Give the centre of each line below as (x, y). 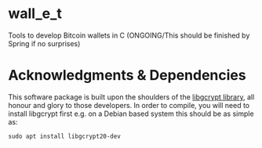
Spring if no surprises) (44, 43)
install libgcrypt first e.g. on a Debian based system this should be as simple (131, 114)
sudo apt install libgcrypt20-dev (65, 136)
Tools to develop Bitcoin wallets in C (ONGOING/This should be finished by (129, 35)
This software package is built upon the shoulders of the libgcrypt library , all (131, 97)
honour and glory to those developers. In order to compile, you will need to (129, 105)
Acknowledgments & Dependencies (127, 76)
